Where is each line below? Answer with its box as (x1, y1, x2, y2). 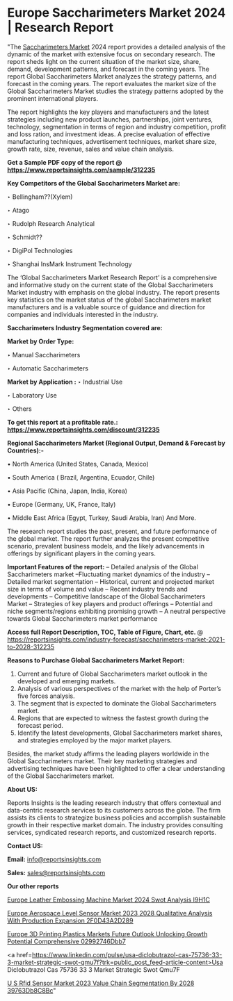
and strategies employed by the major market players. (17, 735, 172, 744)
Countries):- (7, 446, 44, 455)
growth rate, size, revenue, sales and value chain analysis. (7, 145, 174, 153)
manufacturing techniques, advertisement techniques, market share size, (7, 137, 217, 145)
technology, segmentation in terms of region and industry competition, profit (7, 122, 227, 131)
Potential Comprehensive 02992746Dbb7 (7, 937, 127, 945)
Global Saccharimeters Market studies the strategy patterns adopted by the (7, 87, 224, 95)
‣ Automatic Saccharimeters (7, 364, 89, 373)
